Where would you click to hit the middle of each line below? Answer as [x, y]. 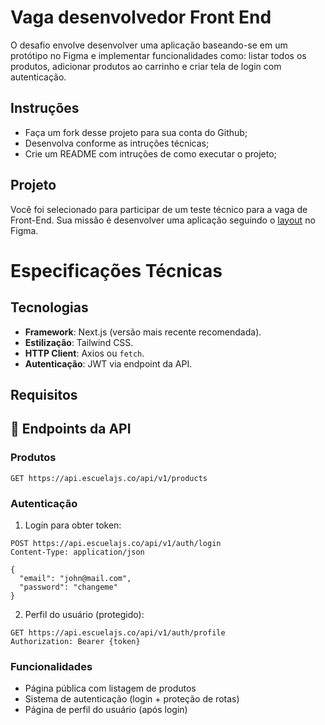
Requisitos [44, 394]
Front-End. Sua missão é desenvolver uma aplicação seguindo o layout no [163, 220]
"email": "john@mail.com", [75, 578]
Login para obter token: [73, 525]
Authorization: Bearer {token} [75, 641]
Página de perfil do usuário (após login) [106, 710]
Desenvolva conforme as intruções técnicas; [117, 143]
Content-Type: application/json [77, 552]
